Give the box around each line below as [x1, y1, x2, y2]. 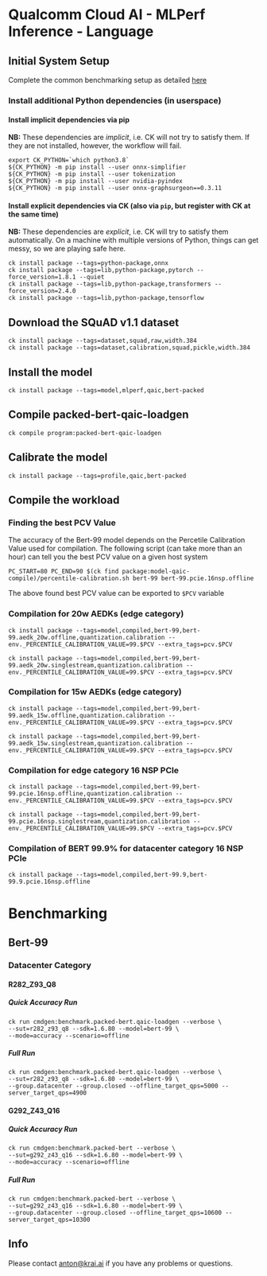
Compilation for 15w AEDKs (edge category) [8, 687, 183, 698]
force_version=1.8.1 [8, 273, 77, 282]
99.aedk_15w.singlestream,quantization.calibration [8, 739, 183, 747]
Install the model [8, 365, 93, 379]
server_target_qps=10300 [8, 1216, 91, 1224]
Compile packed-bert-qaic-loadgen [8, 408, 189, 422]
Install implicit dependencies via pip [8, 115, 130, 124]
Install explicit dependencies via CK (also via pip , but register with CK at [8, 200, 251, 210]
